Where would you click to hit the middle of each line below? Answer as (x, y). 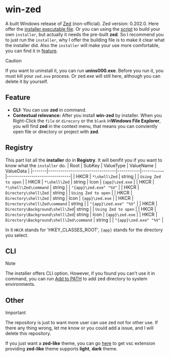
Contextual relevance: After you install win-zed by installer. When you (87, 115)
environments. (20, 284)
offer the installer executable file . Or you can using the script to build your (83, 29)
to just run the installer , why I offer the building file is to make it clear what (85, 40)
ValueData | (17, 171)
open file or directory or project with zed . (56, 131)
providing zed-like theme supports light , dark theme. (62, 349)
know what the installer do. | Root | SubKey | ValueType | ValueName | (81, 165)
